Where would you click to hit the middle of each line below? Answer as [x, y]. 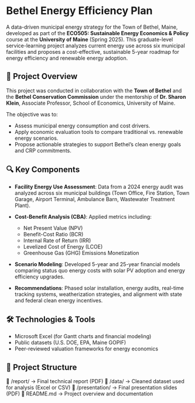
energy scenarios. [36, 138]
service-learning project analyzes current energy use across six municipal [96, 46]
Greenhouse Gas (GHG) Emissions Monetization [81, 253]
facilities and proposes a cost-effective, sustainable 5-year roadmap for [93, 51]
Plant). [22, 205]
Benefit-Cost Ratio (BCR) [53, 234]
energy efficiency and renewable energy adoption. [67, 58]
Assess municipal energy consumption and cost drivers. [82, 125]
